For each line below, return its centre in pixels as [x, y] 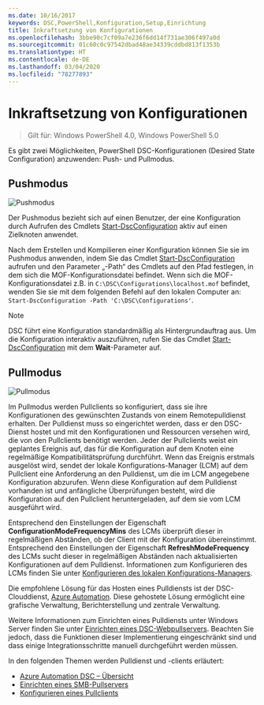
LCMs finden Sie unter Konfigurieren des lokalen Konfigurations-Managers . [130, 573]
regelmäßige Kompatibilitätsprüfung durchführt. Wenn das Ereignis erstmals [132, 457]
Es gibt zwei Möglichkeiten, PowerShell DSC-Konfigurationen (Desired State [132, 150]
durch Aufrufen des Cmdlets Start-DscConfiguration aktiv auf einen [118, 227]
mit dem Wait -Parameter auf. [114, 347]
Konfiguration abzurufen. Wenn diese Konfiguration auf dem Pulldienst [123, 482]
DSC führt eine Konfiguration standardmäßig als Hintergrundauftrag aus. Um [132, 331]
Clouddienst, [29, 597]
